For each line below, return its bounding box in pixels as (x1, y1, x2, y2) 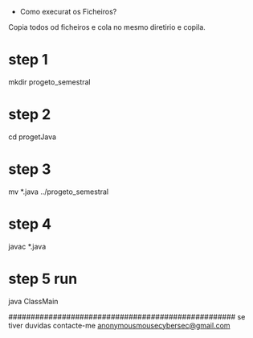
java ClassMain (8, 296, 59, 306)
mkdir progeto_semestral (8, 76, 91, 87)
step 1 (8, 51, 48, 69)
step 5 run (8, 270, 78, 288)
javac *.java (8, 241, 47, 251)
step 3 (8, 160, 51, 179)
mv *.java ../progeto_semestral (8, 187, 109, 196)
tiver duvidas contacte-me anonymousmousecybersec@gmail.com (8, 320, 231, 330)
